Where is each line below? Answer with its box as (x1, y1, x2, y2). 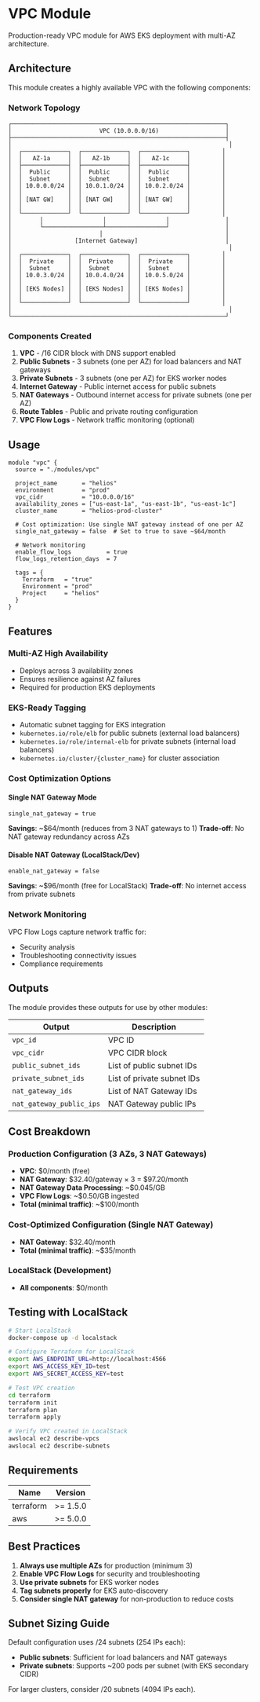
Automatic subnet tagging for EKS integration (19, 720, 166, 730)
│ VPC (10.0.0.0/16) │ (8, 127, 229, 135)
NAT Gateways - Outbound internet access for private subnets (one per (19, 390, 252, 400)
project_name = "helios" (15, 480, 117, 488)
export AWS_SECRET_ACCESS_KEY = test (8, 1370, 125, 1378)
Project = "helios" (22, 590, 100, 598)
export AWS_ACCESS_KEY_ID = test (8, 1363, 110, 1371)
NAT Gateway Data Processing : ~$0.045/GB (19, 1183, 166, 1192)
